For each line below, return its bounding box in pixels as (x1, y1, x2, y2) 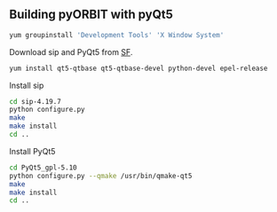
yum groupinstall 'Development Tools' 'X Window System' (9, 30, 225, 39)
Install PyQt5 (9, 145, 56, 156)
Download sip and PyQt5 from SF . (9, 46, 133, 57)
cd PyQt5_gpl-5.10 (9, 163, 77, 172)
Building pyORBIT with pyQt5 (9, 7, 173, 22)
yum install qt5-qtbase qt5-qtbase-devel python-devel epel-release (9, 64, 268, 73)
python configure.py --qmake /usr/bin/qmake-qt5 (9, 171, 193, 180)
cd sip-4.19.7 (9, 97, 62, 106)
